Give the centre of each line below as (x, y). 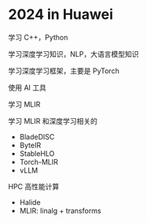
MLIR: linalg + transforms (60, 210)
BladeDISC (37, 136)
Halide (30, 202)
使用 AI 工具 (28, 87)
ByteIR (30, 145)
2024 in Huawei (61, 15)
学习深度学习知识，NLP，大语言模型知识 (73, 54)
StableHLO (37, 153)
